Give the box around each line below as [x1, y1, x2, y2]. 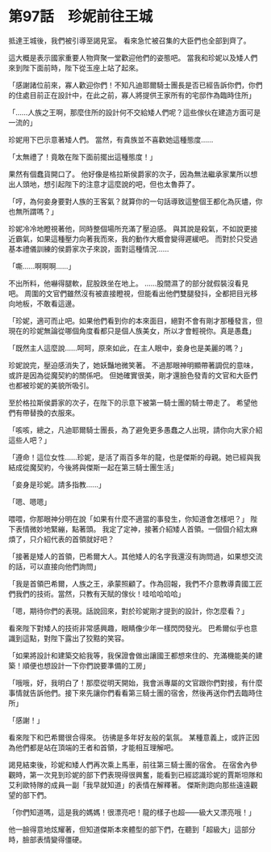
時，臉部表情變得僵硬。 [8, 834, 86, 844]
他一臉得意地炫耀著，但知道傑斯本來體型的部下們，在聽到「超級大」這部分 [8, 824, 256, 834]
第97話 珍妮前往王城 [8, 7, 153, 26]
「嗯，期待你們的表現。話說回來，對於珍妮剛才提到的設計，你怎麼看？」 [8, 606, 248, 616]
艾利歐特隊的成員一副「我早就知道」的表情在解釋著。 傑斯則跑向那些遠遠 [8, 780, 251, 790]
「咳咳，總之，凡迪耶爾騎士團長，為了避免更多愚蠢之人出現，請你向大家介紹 [8, 425, 263, 434]
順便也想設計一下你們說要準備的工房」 [22, 660, 150, 670]
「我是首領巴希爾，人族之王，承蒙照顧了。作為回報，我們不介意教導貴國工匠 [8, 579, 263, 588]
